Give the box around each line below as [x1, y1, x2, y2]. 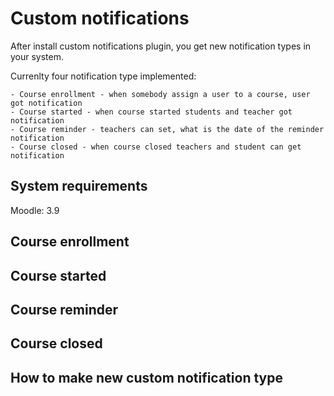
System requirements [10, 178, 148, 195]
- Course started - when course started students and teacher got [10, 107, 293, 117]
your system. [10, 50, 65, 62]
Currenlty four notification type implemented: [10, 70, 197, 82]
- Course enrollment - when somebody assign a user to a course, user [10, 89, 311, 99]
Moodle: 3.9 [10, 204, 60, 216]
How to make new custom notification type [10, 369, 283, 386]
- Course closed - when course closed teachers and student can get [10, 142, 302, 152]
